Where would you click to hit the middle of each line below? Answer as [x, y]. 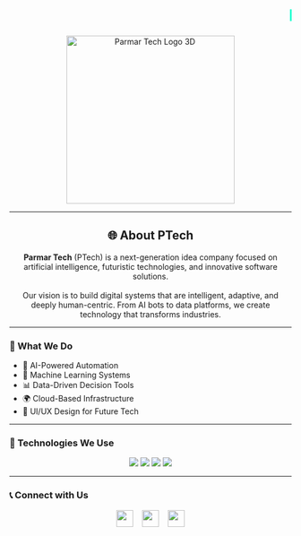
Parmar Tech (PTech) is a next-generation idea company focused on [150, 257]
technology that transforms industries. [150, 314]
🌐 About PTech [150, 235]
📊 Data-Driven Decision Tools [78, 385]
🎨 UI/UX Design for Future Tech [80, 411]
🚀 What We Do [41, 346]
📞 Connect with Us [49, 496]
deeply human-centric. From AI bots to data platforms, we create [150, 305]
